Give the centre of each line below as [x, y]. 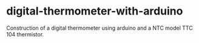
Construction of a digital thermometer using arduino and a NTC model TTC [99, 28]
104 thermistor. [25, 34]
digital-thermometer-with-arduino [95, 11]
